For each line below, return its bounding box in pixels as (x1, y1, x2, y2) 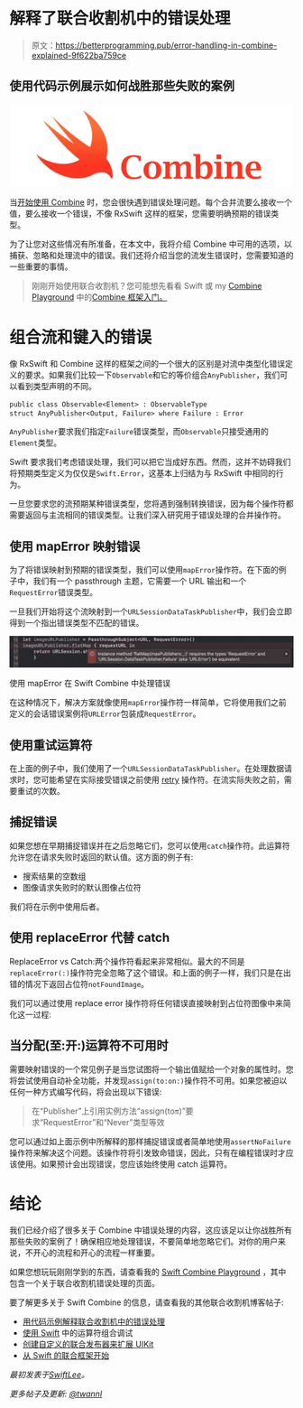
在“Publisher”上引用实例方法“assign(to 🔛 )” (31, 1105, 187, 1116)
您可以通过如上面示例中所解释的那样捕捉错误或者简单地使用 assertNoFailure (9, 1135, 291, 1147)
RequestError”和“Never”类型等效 (42, 1116, 165, 1127)
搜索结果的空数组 (22, 871, 87, 881)
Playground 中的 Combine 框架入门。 (31, 292, 168, 303)
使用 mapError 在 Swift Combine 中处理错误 (9, 678, 171, 689)
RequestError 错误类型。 (9, 587, 97, 598)
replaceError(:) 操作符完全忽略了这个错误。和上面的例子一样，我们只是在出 (9, 967, 291, 978)
